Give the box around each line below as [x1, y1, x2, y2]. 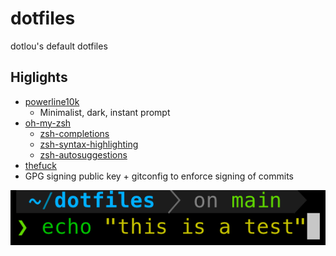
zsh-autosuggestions [39, 148, 128, 161]
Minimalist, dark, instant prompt [39, 106, 171, 118]
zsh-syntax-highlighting [39, 138, 139, 150]
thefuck [24, 159, 57, 171]
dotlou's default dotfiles [10, 40, 108, 52]
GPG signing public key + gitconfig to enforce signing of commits [24, 170, 294, 182]
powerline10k [24, 95, 80, 107]
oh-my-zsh [24, 117, 72, 129]
